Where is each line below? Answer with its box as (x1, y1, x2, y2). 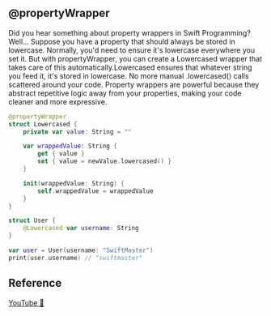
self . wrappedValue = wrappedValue (37, 186, 154, 195)
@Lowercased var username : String (23, 224, 139, 233)
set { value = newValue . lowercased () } (37, 157, 172, 165)
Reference (8, 276, 62, 290)
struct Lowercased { (8, 120, 78, 128)
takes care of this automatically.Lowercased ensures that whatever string (8, 62, 252, 72)
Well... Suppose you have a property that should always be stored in (8, 36, 236, 46)
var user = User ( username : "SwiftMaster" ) (8, 246, 154, 254)
